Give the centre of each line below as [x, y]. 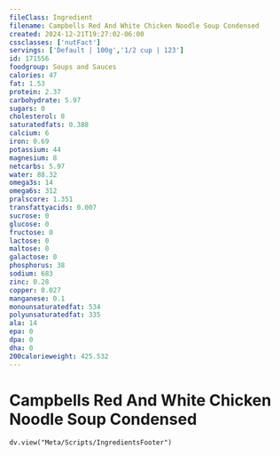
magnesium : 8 [33, 158]
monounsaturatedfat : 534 [55, 307]
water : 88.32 [33, 174]
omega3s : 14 [31, 183]
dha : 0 [21, 348]
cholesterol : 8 [37, 116]
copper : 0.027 [35, 290]
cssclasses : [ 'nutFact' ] [55, 42]
